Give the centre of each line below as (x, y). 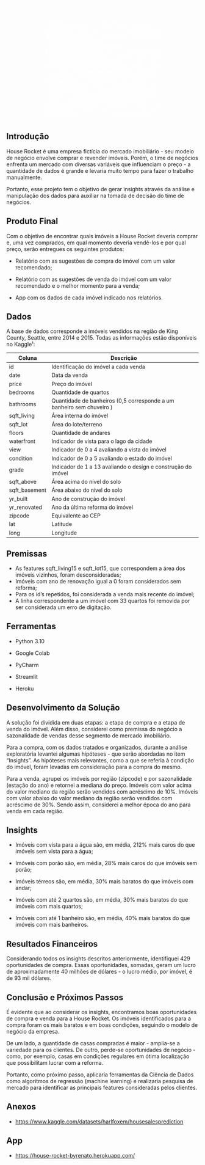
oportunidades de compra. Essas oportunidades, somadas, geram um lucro (101, 965)
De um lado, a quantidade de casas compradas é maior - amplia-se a (93, 1043)
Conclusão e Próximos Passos (65, 997)
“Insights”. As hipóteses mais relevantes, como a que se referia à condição (100, 760)
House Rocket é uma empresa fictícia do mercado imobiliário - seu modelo (100, 151)
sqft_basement (28, 490)
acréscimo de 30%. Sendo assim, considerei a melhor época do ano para (99, 805)
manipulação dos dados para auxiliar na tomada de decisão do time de (95, 195)
